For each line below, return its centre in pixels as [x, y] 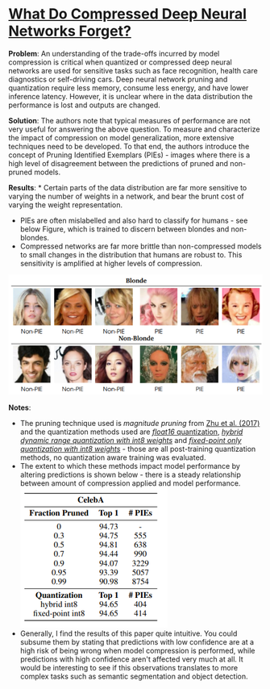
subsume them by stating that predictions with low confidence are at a [137, 642]
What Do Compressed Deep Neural [128, 14]
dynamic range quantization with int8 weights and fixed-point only [131, 441]
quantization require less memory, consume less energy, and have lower [129, 88]
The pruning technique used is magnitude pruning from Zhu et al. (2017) [140, 424]
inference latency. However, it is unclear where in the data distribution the [131, 96]
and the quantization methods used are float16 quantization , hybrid [131, 432]
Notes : [20, 407]
